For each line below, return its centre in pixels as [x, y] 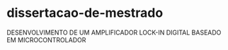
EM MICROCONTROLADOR [46, 39]
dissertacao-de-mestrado [85, 13]
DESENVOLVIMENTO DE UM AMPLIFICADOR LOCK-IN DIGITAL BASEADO [114, 32]
